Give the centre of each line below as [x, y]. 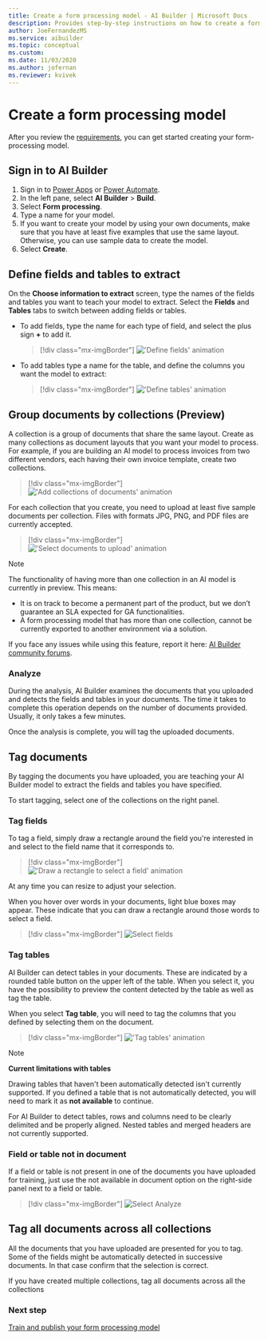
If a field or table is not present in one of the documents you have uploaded [132, 1171]
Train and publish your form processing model [84, 1327]
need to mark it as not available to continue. [81, 1101]
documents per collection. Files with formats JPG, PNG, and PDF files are [128, 516]
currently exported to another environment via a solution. [113, 629]
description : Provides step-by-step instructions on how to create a [126, 23]
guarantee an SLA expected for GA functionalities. [102, 612]
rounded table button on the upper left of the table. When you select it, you [131, 981]
